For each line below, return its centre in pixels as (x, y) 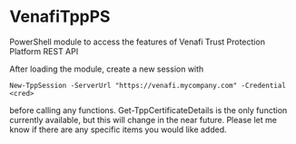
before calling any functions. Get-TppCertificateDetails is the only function (148, 110)
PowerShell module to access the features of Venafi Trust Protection (138, 42)
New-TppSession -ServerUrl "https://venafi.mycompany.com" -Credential (148, 85)
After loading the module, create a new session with (107, 69)
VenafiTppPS (60, 17)
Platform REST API (44, 51)
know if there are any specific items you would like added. (118, 130)
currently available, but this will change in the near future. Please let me (143, 120)
